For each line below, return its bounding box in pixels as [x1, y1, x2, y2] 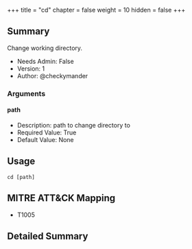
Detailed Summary [7, 230, 88, 242]
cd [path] [7, 174, 36, 180]
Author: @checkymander [16, 71, 88, 80]
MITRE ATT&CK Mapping [7, 192, 116, 204]
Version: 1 [16, 64, 45, 73]
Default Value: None [16, 135, 74, 143]
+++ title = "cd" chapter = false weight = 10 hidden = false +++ [7, 6, 186, 14]
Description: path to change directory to [16, 121, 130, 129]
